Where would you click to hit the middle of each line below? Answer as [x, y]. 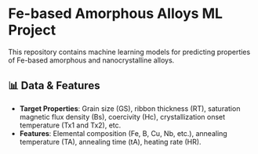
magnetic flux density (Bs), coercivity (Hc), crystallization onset [122, 116]
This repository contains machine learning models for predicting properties [129, 52]
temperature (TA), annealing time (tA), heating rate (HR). [110, 141]
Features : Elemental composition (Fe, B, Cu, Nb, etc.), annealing [123, 133]
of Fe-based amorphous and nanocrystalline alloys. [91, 60]
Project [32, 30]
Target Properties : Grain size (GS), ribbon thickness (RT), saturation [130, 108]
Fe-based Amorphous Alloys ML [116, 14]
